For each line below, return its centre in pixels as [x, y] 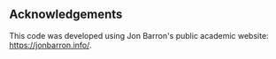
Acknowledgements [66, 15]
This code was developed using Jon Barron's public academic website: [139, 35]
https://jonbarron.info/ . [50, 45]
